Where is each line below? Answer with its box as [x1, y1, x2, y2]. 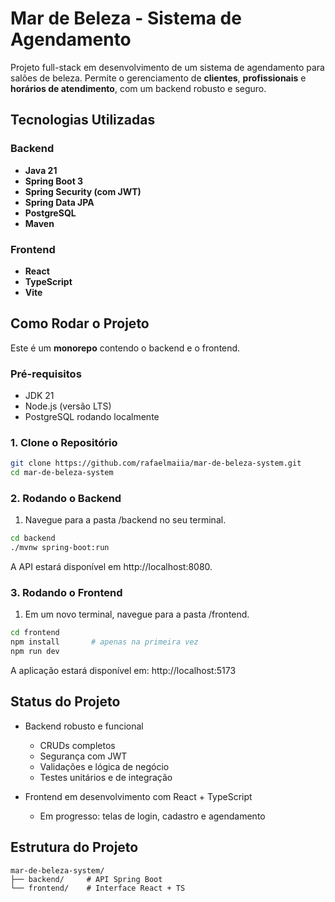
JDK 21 [24, 390, 55, 402]
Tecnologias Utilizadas [10, 112, 156, 129]
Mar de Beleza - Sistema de [10, 7, 242, 30]
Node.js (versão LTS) [24, 400, 112, 412]
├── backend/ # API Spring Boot [10, 874, 163, 884]
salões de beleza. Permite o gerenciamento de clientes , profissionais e [10, 72, 307, 84]
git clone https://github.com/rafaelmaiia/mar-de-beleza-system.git [10, 458, 302, 469]
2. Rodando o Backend [10, 492, 122, 505]
